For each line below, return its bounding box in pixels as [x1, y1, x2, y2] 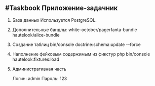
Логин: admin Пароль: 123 [12, 75, 67, 81]
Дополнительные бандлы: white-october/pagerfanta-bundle [12, 27, 137, 33]
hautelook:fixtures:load [12, 56, 60, 62]
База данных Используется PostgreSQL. [12, 17, 97, 23]
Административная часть [12, 66, 67, 72]
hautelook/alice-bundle [12, 32, 60, 38]
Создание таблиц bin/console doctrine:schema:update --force [12, 42, 141, 47]
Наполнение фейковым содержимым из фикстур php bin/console [12, 51, 151, 57]
